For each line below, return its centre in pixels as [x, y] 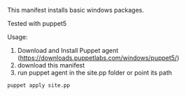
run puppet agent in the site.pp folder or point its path [95, 73]
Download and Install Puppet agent [68, 50]
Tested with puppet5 [37, 23]
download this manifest [51, 65]
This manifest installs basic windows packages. [76, 10]
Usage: [17, 37]
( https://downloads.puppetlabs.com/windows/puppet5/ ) [98, 58]
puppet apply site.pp [39, 86]
